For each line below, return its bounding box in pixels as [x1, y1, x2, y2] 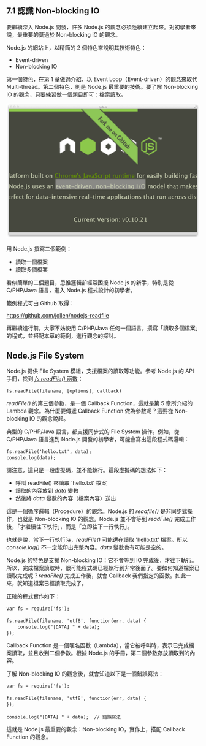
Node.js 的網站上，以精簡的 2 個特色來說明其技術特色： [6, 44, 147, 51]
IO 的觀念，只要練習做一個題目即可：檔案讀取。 [6, 91, 127, 98]
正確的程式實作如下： [6, 593, 60, 600]
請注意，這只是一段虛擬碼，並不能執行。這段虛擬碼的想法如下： [6, 466, 167, 474]
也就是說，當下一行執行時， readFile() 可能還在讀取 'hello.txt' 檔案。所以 [6, 536, 188, 544]
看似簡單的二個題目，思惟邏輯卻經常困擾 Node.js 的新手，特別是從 [6, 279, 174, 286]
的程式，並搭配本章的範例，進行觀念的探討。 [6, 332, 120, 340]
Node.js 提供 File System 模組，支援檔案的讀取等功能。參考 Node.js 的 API [6, 367, 194, 375]
